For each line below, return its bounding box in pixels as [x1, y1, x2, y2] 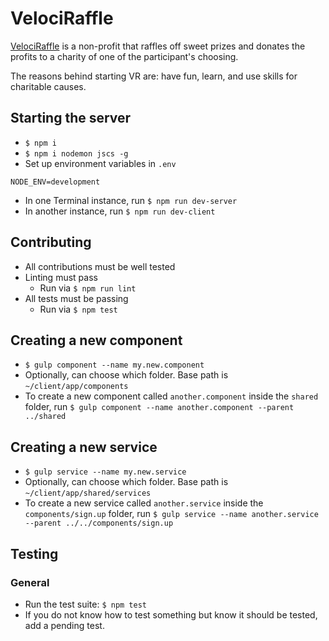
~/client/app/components [24, 382, 129, 392]
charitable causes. [10, 80, 87, 92]
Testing [10, 545, 59, 562]
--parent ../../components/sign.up [24, 518, 174, 529]
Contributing [10, 234, 92, 251]
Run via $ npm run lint [39, 282, 137, 294]
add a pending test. [24, 619, 105, 631]
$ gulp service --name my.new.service [24, 467, 187, 477]
